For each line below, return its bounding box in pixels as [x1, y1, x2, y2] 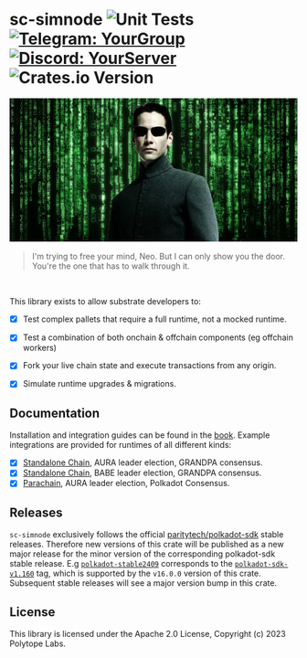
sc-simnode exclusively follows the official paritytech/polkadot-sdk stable [9, 529, 284, 540]
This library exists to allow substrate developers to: [9, 296, 201, 307]
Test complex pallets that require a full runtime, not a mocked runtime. [22, 313, 288, 324]
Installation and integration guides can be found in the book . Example [9, 430, 270, 440]
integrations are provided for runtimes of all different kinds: [9, 440, 232, 451]
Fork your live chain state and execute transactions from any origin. [22, 360, 277, 371]
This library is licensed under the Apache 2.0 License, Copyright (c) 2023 [9, 629, 286, 640]
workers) [22, 343, 58, 354]
